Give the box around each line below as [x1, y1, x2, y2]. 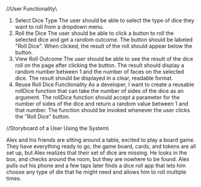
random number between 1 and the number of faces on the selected [14, 68, 185, 75]
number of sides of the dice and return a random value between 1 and [14, 100, 188, 107]
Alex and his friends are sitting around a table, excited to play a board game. [6, 136, 196, 144]
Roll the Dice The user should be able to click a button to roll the [14, 30, 174, 37]
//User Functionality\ [6, 5, 57, 12]
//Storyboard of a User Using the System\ [6, 125, 110, 132]
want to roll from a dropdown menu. [14, 24, 104, 30]
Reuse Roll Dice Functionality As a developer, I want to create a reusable [14, 81, 194, 88]
